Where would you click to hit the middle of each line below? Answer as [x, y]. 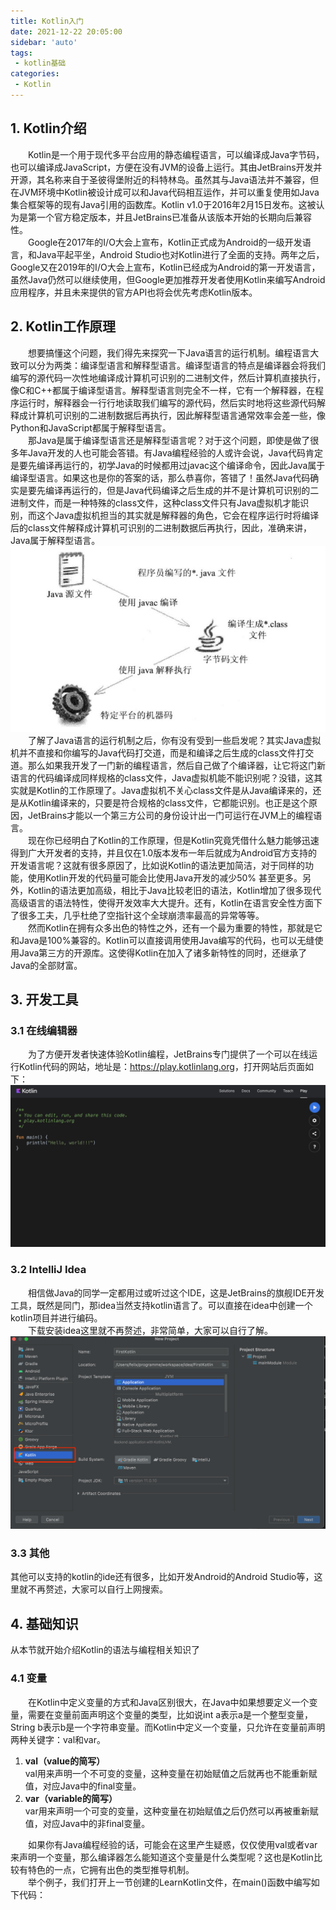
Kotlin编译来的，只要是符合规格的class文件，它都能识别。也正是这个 [168, 802]
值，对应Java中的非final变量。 [87, 1823]
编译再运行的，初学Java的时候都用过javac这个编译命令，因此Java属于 [181, 465]
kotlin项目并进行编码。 [56, 1317]
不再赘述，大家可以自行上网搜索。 [97, 1589]
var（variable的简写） [71, 1798]
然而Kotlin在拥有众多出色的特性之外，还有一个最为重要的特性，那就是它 [175, 927]
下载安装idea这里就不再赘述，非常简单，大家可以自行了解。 [151, 1330]
